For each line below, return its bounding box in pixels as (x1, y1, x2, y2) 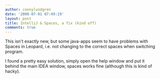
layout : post (5, 16, 32, 21)
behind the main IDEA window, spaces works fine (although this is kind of (5, 63, 152, 69)
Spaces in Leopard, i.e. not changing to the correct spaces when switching (5, 44, 156, 49)
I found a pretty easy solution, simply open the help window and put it (5, 58, 145, 64)
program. (5, 49, 24, 55)
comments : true (5, 25, 36, 30)
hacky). (5, 68, 20, 74)
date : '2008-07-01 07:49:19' (5, 12, 64, 16)
